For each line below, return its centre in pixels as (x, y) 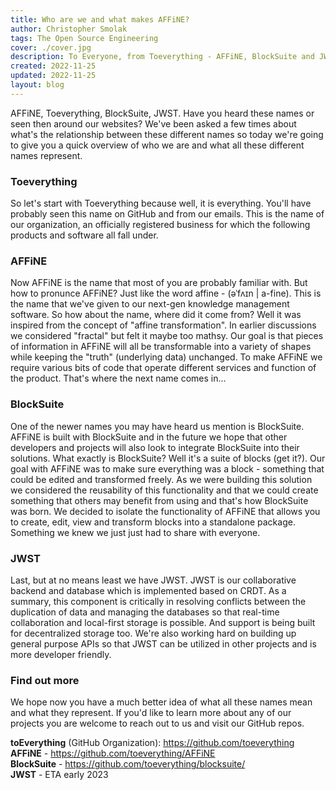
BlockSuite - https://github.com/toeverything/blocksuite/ (128, 764)
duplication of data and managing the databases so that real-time (145, 612)
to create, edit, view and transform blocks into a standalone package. (153, 522)
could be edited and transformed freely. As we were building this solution (161, 479)
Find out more (45, 680)
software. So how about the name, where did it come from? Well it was (156, 315)
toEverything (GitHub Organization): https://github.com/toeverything (152, 743)
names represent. (46, 155)
